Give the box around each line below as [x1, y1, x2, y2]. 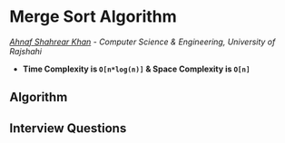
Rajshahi [9, 45, 43, 56]
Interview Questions [9, 120, 127, 136]
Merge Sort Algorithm [9, 6, 177, 27]
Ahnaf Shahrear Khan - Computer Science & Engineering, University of [9, 36, 276, 47]
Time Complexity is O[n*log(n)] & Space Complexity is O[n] [22, 63, 251, 74]
